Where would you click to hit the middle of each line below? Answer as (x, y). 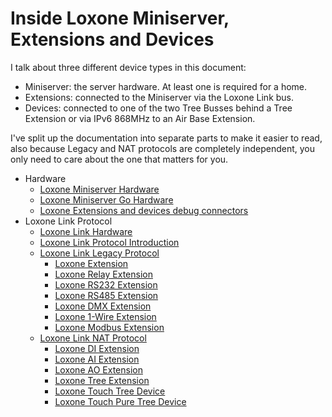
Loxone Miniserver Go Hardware (106, 199)
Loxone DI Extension (97, 348)
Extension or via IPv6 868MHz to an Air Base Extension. (140, 118)
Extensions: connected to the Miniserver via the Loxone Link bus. (159, 97)
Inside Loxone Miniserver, (120, 18)
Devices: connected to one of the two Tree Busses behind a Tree (158, 108)
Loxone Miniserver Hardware (99, 189)
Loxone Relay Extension (103, 274)
